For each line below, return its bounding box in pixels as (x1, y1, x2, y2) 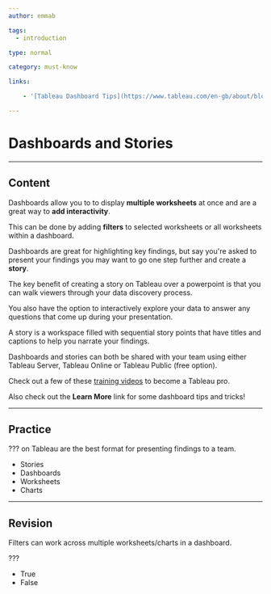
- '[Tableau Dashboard (23, 92, 99, 101)
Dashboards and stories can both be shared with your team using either (8, 352, 248, 361)
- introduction (15, 34, 67, 42)
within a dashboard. (8, 230, 74, 240)
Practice (8, 423, 52, 436)
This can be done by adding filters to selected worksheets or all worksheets (8, 221, 262, 231)
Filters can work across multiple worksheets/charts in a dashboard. (8, 538, 232, 548)
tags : (8, 26, 27, 35)
